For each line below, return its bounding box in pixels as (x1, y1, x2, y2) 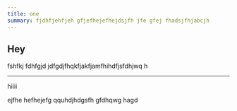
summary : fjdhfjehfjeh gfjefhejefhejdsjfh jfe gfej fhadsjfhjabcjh (7, 17, 210, 24)
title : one (7, 10, 39, 18)
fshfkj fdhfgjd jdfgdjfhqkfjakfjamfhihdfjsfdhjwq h (7, 62, 148, 71)
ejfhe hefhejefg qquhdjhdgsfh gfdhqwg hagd (7, 96, 138, 105)
